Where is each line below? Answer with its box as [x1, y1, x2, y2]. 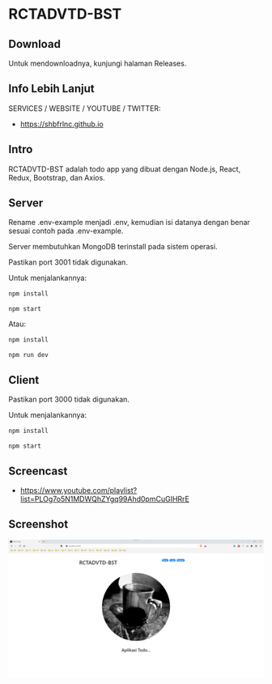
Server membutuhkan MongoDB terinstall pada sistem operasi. [8, 242, 218, 252]
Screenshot [8, 517, 69, 531]
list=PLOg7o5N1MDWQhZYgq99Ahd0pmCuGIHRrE [19, 495, 190, 504]
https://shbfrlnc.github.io [19, 119, 104, 129]
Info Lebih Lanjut [8, 82, 95, 96]
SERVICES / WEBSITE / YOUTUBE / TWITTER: [8, 103, 161, 113]
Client [8, 373, 40, 387]
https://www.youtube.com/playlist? [19, 486, 138, 495]
